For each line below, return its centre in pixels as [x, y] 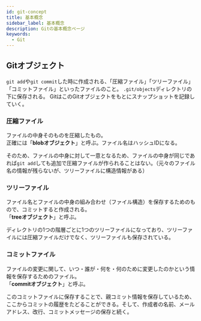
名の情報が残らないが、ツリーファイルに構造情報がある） [77, 171]
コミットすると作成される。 [56, 210]
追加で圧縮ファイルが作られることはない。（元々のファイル [123, 163]
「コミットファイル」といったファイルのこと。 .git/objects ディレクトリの [99, 89]
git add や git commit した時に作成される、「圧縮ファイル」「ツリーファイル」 [100, 81]
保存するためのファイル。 [48, 276]
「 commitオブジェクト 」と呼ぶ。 [47, 284]
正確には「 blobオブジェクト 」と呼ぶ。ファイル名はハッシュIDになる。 [93, 143]
